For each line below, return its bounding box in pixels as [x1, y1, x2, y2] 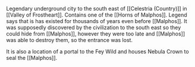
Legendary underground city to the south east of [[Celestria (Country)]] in [6, 5, 187, 12]
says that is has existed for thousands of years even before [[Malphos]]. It [6, 18, 187, 24]
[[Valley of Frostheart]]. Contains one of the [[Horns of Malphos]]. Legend [6, 11, 187, 18]
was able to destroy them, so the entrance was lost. [6, 37, 133, 43]
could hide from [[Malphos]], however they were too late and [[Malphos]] [6, 30, 185, 37]
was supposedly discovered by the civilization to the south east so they [6, 24, 181, 31]
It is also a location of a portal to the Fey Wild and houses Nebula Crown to [6, 48, 189, 55]
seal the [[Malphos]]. [6, 55, 58, 61]
